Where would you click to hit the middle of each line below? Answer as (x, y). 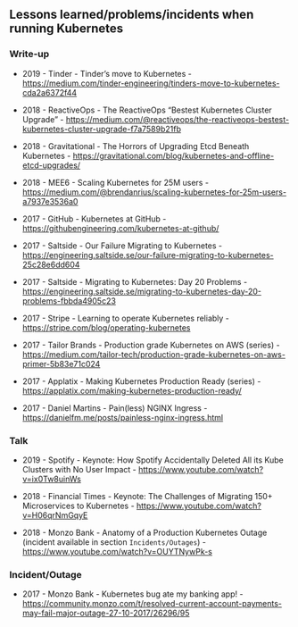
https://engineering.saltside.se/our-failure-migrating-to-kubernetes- (148, 255)
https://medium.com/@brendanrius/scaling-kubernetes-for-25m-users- (154, 192)
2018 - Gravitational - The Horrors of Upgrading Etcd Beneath (136, 146)
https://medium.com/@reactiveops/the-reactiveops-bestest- (178, 119)
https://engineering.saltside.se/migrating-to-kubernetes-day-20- (141, 291)
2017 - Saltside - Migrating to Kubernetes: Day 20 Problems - (135, 281)
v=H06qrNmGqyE (55, 515)
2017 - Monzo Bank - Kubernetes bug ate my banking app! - (132, 594)
